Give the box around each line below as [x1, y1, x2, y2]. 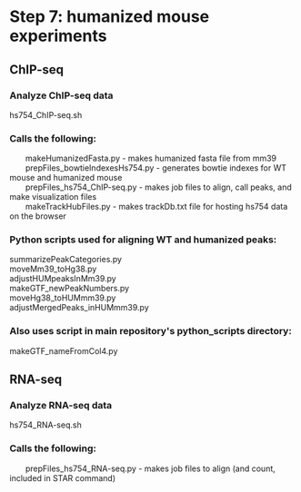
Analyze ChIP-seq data [9, 89, 114, 102]
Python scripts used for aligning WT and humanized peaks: [9, 233, 277, 246]
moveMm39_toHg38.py [9, 263, 97, 274]
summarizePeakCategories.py [9, 254, 123, 265]
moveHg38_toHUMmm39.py [9, 292, 116, 303]
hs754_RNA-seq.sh [9, 419, 82, 430]
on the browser [9, 211, 66, 221]
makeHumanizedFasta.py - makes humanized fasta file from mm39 [25, 153, 277, 164]
